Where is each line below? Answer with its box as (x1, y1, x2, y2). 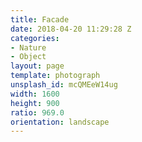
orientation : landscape (10, 117, 110, 127)
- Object (10, 52, 47, 62)
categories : (10, 33, 60, 43)
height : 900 (10, 98, 60, 108)
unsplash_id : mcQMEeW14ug (10, 80, 118, 90)
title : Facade (10, 14, 70, 25)
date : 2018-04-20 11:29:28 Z (10, 24, 132, 34)
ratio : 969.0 (10, 107, 65, 118)
